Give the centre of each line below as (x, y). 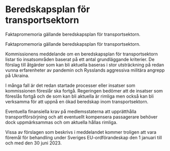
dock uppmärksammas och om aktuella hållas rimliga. (61, 122)
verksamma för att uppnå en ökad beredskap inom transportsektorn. (77, 101)
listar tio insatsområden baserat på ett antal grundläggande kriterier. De (80, 59)
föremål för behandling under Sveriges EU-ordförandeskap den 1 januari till (84, 137)
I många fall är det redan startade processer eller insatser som (70, 85)
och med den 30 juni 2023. (33, 143)
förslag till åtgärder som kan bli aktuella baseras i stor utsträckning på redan (84, 65)
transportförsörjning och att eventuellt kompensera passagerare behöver (81, 117)
